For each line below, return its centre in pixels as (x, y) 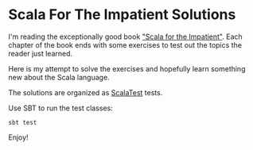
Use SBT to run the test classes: (60, 108)
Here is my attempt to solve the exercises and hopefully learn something (127, 68)
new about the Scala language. (59, 77)
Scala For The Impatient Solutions (122, 15)
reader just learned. (41, 53)
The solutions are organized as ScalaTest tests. (86, 92)
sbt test (23, 122)
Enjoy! (19, 137)
